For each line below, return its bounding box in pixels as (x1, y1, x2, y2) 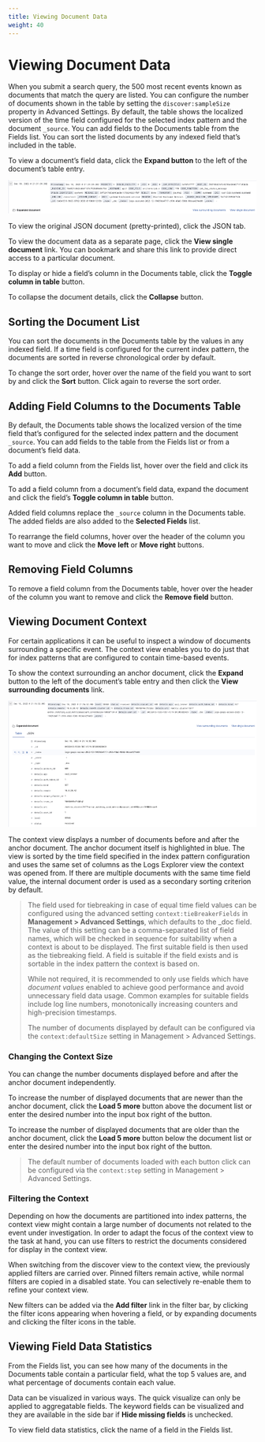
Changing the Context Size (8, 1051, 114, 1062)
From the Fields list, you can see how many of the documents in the (8, 1361, 228, 1370)
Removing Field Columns (8, 563, 133, 576)
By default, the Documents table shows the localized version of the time (8, 420, 242, 430)
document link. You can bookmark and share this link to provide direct (8, 245, 237, 255)
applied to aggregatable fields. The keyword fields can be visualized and (8, 1401, 244, 1410)
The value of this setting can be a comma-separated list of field (27, 926, 234, 935)
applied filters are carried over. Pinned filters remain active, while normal (8, 1268, 244, 1277)
